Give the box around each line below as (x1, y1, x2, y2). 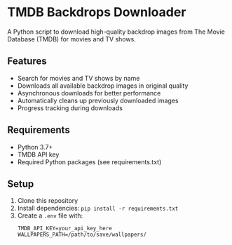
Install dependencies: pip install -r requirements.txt (17, 204, 179, 213)
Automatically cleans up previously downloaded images (17, 96, 179, 105)
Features (7, 55, 47, 67)
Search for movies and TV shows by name (17, 74, 140, 82)
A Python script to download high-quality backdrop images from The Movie (7, 27, 226, 36)
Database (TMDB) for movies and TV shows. (7, 34, 137, 43)
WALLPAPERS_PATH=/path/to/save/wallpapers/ (17, 231, 147, 239)
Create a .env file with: (17, 211, 83, 220)
